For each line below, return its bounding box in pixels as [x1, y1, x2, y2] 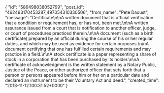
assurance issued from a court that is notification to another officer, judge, [5, 25, 156, 31]
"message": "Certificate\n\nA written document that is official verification [5, 15, 154, 20]
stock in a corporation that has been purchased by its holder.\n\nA [5, 57, 139, 62]
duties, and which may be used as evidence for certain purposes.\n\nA [5, 41, 149, 46]
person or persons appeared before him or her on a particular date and [5, 72, 149, 78]
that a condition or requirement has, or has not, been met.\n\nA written [5, 20, 149, 26]
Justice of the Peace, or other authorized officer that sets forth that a [5, 67, 145, 73]
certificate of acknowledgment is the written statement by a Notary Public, [5, 62, 156, 67]
